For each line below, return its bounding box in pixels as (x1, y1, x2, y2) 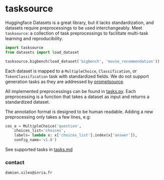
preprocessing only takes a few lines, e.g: (5, 113, 91, 120)
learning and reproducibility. (5, 35, 63, 41)
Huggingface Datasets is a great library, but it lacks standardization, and (5, 19, 154, 25)
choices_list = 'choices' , (14, 128, 66, 133)
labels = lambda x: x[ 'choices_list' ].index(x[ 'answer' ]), (14, 133, 137, 138)
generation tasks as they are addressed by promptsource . (5, 78, 124, 84)
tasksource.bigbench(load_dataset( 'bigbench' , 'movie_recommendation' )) (5, 58, 160, 64)
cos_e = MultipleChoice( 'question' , (5, 123, 81, 128)
